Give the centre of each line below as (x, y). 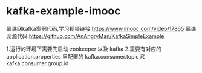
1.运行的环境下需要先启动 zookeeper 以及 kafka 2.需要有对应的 (84, 49)
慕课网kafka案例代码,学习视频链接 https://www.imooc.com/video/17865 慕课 (101, 28)
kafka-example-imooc (64, 11)
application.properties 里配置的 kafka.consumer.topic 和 (76, 56)
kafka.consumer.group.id (37, 63)
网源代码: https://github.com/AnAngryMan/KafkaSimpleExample (85, 36)
